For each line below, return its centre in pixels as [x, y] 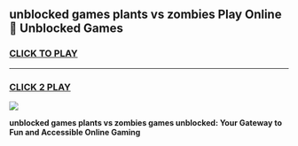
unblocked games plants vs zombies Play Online [145, 15]
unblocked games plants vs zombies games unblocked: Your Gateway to [145, 122]
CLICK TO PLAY [43, 54]
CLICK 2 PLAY [40, 87]
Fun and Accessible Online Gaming [75, 132]
